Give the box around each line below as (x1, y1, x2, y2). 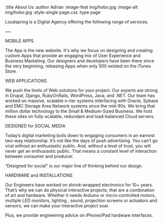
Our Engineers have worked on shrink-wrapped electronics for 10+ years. (5, 182, 153, 188)
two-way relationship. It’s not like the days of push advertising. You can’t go (5, 138, 158, 143)
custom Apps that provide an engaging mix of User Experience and (5, 53, 141, 58)
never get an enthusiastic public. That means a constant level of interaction (5, 148, 157, 154)
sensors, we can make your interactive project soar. (5, 203, 110, 208)
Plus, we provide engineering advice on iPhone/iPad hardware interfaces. (5, 212, 153, 218)
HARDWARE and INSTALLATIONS (5, 172, 72, 178)
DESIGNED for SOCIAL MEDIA (5, 123, 66, 129)
